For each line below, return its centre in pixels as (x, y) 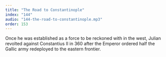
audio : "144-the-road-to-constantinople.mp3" (54, 19)
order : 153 (17, 24)
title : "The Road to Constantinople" (45, 10)
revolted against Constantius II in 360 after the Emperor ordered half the (80, 44)
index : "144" (19, 15)
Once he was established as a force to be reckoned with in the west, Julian (83, 38)
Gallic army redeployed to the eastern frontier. (53, 49)
